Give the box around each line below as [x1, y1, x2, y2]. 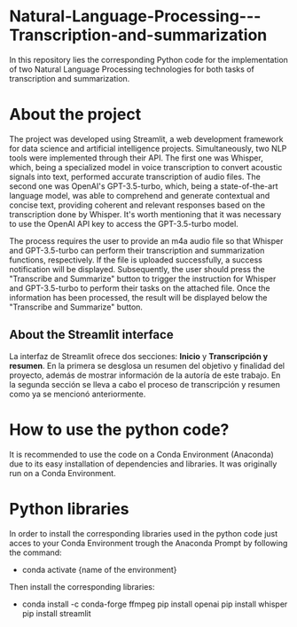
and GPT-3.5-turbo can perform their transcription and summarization [9, 245, 265, 255]
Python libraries [9, 498, 130, 519]
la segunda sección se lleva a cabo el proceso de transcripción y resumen [9, 379, 281, 389]
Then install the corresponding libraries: [9, 581, 155, 592]
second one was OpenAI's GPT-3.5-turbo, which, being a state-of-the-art [9, 180, 278, 192]
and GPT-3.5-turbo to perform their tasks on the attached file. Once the [9, 282, 270, 294]
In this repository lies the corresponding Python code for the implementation [9, 54, 288, 65]
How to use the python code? [9, 419, 230, 440]
